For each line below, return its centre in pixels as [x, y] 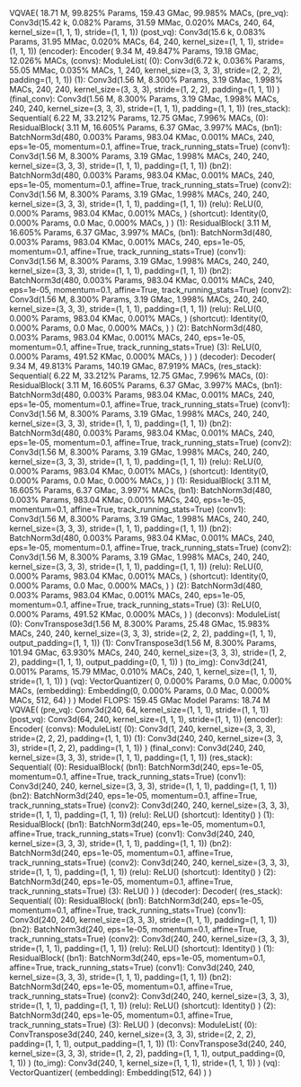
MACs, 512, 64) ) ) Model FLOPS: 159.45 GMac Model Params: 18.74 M [140, 700]
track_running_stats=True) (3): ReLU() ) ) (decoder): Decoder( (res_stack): [146, 891]
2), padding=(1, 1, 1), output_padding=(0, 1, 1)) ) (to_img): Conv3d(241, [138, 662]
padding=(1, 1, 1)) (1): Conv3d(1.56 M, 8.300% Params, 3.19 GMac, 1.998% [146, 80]
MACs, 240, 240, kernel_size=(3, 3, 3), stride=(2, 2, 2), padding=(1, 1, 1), [143, 633]
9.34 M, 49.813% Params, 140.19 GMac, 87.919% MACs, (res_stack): [136, 366]
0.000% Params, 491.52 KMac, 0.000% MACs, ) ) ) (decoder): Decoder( [142, 357]
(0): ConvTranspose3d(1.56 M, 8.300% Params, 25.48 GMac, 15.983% [140, 624]
